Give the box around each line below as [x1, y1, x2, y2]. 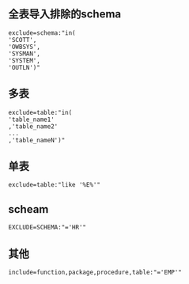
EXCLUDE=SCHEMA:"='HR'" [8, 224, 87, 232]
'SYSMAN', [8, 50, 41, 58]
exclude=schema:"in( [8, 28, 77, 37]
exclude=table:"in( [8, 108, 73, 116]
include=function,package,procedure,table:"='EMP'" [8, 268, 182, 277]
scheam [8, 203, 49, 216]
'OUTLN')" [8, 63, 41, 71]
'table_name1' [8, 115, 55, 123]
